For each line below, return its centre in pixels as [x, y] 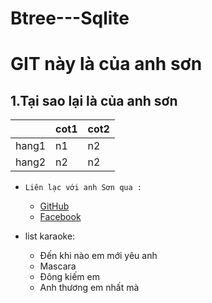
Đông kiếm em [69, 277]
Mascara [58, 266]
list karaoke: [50, 236]
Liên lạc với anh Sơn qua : [83, 188]
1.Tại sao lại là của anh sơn [94, 100]
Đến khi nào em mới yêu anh [98, 256]
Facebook [60, 217]
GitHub [54, 206]
